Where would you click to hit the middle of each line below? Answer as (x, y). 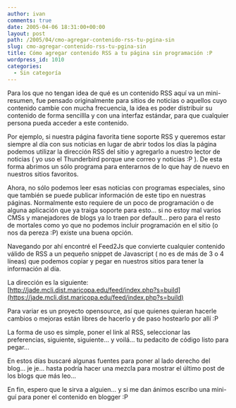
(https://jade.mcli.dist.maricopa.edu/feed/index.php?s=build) (96, 297)
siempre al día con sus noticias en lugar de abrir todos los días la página (112, 144)
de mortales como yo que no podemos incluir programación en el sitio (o (113, 225)
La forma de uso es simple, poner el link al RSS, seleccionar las (99, 332)
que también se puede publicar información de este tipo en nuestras (107, 195)
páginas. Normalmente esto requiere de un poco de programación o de (111, 202)
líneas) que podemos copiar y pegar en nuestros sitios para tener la (106, 261)
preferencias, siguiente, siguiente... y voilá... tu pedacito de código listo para (118, 340)
